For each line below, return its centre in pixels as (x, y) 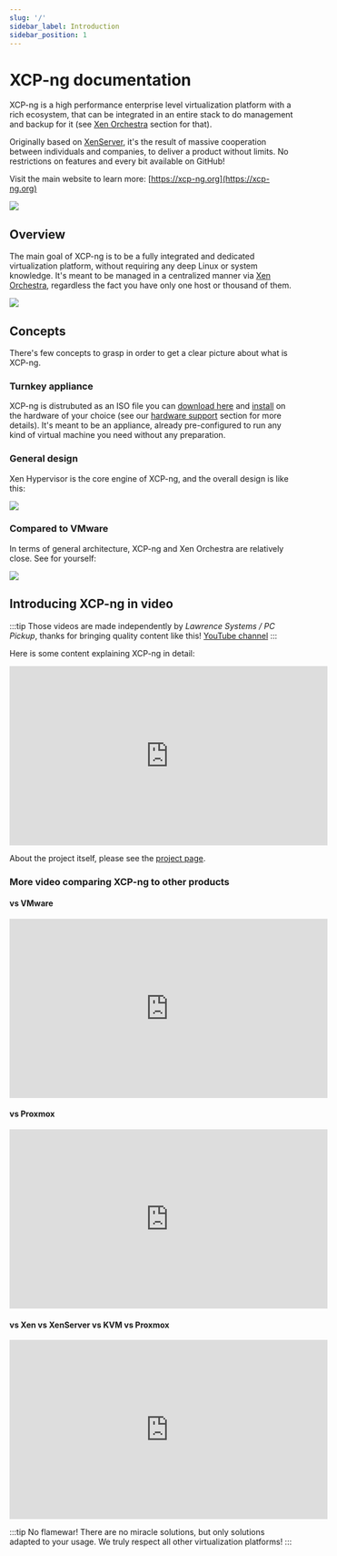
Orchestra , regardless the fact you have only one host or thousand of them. (151, 285)
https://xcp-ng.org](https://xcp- (211, 179)
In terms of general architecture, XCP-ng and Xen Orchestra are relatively (147, 548)
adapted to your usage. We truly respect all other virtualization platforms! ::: (151, 1542)
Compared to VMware (59, 529)
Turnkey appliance (51, 386)
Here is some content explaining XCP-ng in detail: (102, 653)
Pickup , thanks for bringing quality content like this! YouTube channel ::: (144, 636)
